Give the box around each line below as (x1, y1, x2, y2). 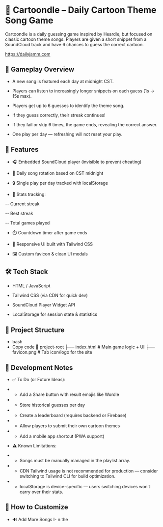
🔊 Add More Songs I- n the (12, 516, 68, 522)
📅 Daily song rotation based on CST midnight (12, 170, 104, 176)
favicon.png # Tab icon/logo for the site (12, 349, 92, 355)
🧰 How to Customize (5, 503, 68, 511)
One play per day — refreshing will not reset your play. (12, 131, 123, 137)
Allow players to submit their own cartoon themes (19, 423, 120, 429)
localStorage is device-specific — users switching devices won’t (19, 484, 151, 489)
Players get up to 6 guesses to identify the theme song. (12, 103, 125, 109)
